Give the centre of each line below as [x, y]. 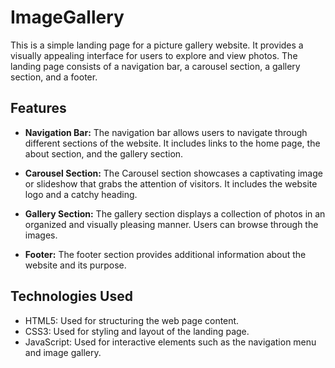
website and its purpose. [75, 265]
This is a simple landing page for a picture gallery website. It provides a [157, 45]
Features [38, 108]
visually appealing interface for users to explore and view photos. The [154, 55]
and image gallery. [63, 352]
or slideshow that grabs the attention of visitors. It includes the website [171, 183]
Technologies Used [71, 296]
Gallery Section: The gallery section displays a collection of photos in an [175, 213]
